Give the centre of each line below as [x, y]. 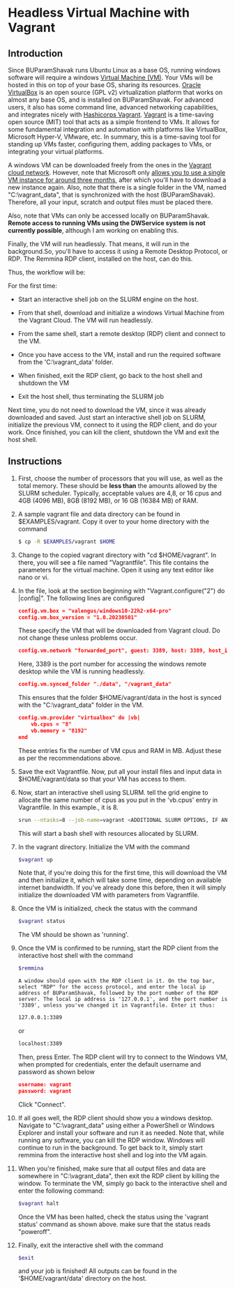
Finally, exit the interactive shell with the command [90, 1245]
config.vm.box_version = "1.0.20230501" [77, 617]
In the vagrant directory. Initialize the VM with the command [104, 847]
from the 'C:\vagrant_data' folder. [66, 362]
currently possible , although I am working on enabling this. [93, 230]
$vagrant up [35, 860]
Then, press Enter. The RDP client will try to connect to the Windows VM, [123, 1057]
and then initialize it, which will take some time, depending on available [120, 880]
